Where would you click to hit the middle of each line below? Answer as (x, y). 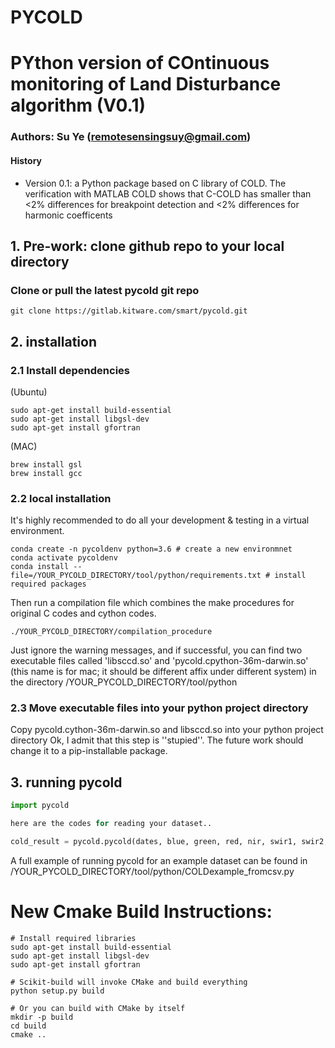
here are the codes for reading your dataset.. (111, 824)
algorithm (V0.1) (78, 105)
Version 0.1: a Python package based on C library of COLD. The (155, 183)
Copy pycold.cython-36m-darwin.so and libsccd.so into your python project (167, 730)
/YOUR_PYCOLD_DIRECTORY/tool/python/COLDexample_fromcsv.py (152, 871)
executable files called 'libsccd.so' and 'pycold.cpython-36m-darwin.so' (159, 661)
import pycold (40, 806)
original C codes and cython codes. (83, 613)
